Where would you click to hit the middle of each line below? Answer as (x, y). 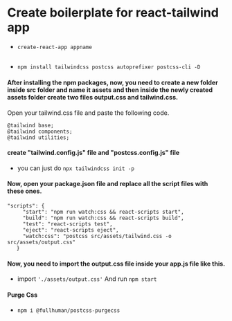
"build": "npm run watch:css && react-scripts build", (104, 218)
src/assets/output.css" (42, 242)
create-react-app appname (54, 47)
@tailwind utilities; (38, 137)
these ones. (25, 191)
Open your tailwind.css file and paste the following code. (88, 113)
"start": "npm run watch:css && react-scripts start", (104, 212)
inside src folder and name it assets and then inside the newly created (110, 90)
